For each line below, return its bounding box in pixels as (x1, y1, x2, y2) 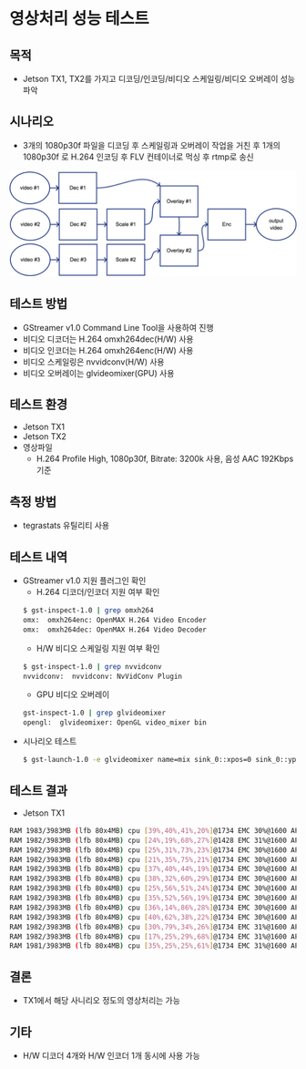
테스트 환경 (9, 397, 68, 413)
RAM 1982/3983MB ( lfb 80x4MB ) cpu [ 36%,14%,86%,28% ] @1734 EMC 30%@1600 (9, 903, 287, 912)
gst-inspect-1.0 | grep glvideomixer (22, 708, 167, 718)
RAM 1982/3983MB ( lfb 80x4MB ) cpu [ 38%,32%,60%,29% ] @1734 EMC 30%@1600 (9, 874, 287, 884)
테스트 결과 (9, 783, 68, 798)
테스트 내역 (9, 549, 68, 565)
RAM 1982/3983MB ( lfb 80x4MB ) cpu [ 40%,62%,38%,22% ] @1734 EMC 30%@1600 (9, 912, 287, 921)
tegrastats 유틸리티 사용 (22, 520, 110, 531)
